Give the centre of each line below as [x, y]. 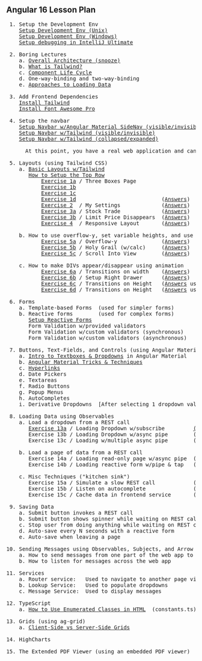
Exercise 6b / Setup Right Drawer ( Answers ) [116, 277]
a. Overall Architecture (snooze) [70, 60]
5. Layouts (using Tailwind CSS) [59, 163]
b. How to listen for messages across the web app [95, 561]
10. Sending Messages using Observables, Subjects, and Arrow [100, 549]
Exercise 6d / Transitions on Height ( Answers [114, 289]
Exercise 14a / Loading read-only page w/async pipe [108, 458]
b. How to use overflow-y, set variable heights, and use [106, 235]
